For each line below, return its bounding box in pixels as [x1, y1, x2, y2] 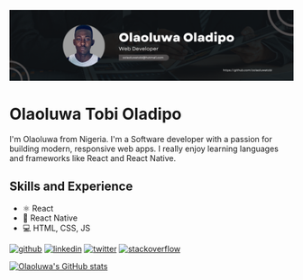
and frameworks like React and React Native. [9, 152, 177, 163]
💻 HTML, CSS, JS [22, 222, 91, 233]
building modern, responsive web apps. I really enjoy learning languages [9, 143, 280, 154]
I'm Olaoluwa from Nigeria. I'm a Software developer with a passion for [9, 133, 273, 144]
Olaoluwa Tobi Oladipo [9, 104, 182, 124]
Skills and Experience [9, 179, 133, 194]
